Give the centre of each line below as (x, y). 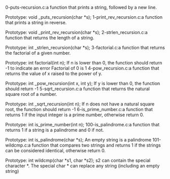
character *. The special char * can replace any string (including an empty (82, 166)
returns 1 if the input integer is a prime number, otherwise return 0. (75, 115)
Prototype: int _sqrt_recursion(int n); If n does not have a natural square (80, 104)
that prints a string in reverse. (36, 23)
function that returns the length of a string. (50, 38)
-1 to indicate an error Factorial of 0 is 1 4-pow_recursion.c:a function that (82, 68)
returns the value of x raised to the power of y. (54, 74)
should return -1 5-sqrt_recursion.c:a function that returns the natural (77, 89)
